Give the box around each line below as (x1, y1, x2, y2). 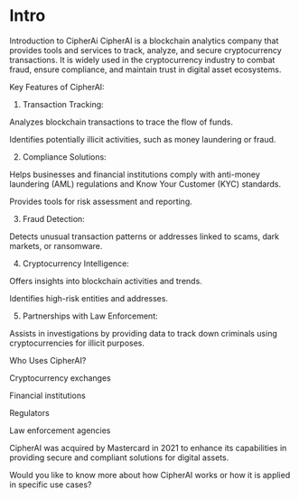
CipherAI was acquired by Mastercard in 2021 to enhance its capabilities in (9, 442, 287, 453)
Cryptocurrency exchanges (9, 372, 111, 383)
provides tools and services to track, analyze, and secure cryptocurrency (9, 44, 282, 55)
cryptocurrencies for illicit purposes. (9, 337, 145, 348)
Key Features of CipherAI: (9, 81, 106, 92)
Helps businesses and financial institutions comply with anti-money (9, 169, 260, 180)
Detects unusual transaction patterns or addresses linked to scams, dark (9, 231, 280, 242)
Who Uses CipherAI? (9, 355, 87, 365)
